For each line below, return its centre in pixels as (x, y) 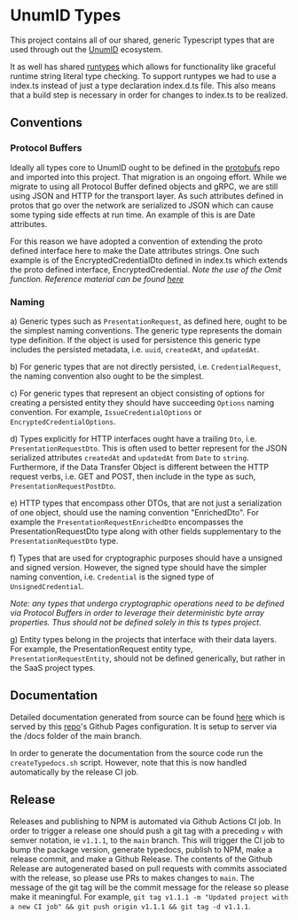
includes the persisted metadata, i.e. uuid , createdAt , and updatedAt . (135, 349)
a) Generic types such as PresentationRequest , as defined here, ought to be (149, 321)
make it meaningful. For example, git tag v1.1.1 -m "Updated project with (149, 896)
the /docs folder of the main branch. (76, 735)
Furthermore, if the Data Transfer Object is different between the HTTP (140, 467)
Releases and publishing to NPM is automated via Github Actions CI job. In (146, 821)
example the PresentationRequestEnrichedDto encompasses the (127, 522)
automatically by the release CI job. (74, 772)
